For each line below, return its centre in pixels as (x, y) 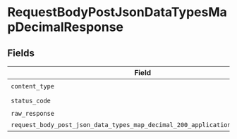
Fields (21, 53)
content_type (33, 86)
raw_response (33, 113)
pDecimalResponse (66, 27)
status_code (31, 100)
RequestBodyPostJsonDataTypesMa (117, 12)
